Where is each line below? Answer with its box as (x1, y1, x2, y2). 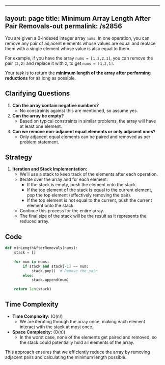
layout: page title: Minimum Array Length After (5, 14, 151, 23)
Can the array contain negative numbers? (12, 102, 99, 108)
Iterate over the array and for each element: (19, 176, 108, 182)
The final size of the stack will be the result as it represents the (19, 213, 147, 219)
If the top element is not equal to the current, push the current (27, 197, 152, 203)
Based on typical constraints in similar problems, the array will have (19, 118, 156, 124)
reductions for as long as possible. (5, 75, 76, 81)
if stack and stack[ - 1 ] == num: (23, 264, 89, 269)
